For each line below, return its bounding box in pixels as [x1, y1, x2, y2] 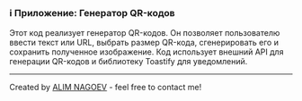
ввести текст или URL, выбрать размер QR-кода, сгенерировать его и [9, 38, 279, 48]
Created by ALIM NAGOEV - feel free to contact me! [9, 82, 202, 93]
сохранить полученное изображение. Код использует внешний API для [9, 46, 284, 57]
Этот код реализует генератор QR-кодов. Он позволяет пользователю [9, 28, 280, 38]
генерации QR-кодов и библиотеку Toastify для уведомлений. [9, 56, 248, 67]
